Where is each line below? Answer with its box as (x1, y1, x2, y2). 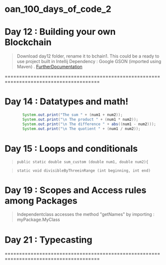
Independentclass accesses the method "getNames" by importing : (16, 211, 155, 217)
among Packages (4, 195, 78, 206)
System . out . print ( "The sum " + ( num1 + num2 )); (22, 113, 123, 118)
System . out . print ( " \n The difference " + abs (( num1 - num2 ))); (22, 122, 156, 127)
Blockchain (4, 37, 52, 48)
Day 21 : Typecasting (4, 234, 92, 245)
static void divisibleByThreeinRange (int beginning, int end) (16, 168, 151, 173)
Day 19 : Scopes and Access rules (4, 185, 147, 196)
